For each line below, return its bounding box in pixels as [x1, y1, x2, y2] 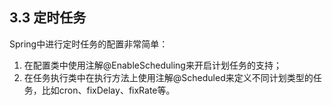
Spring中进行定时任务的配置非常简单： [9, 38, 169, 50]
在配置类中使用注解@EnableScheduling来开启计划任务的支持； [23, 59, 282, 71]
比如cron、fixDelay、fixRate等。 [41, 84, 176, 96]
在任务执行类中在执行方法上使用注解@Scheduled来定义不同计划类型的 [23, 71, 314, 83]
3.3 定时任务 [9, 9, 87, 27]
